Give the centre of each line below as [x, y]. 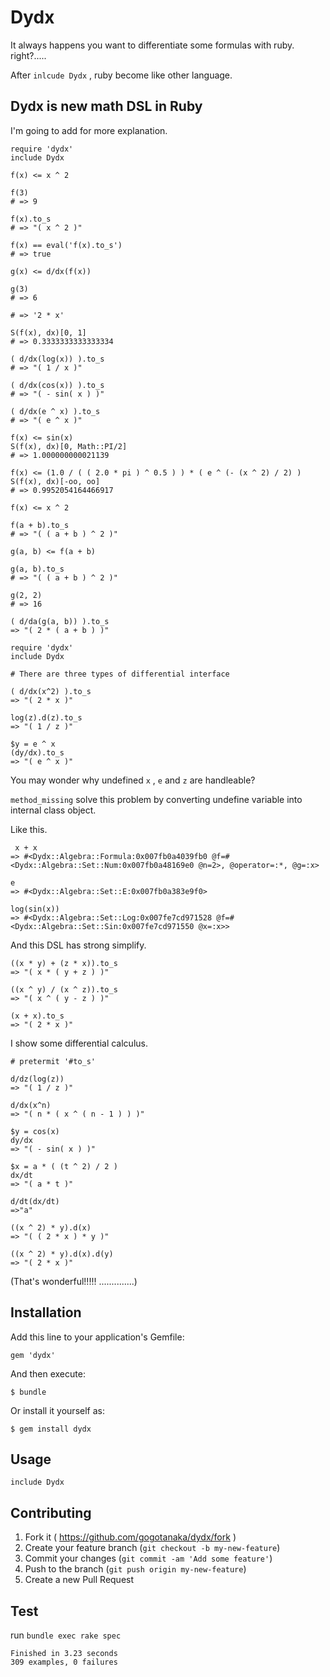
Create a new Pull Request [79, 1580]
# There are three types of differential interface [120, 674]
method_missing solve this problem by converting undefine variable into [156, 799]
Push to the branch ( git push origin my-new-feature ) [135, 1569]
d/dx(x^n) [31, 1105]
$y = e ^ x [33, 744]
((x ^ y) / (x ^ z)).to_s [64, 989]
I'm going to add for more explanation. [89, 130]
